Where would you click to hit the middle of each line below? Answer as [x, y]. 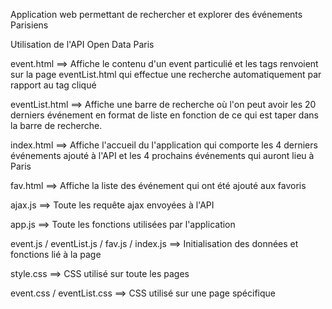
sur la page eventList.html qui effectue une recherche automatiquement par [166, 74]
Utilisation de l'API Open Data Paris [82, 44]
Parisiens [29, 25]
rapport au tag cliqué [53, 85]
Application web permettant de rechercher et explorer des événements [156, 14]
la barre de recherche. [56, 125]
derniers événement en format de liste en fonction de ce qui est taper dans [164, 115]
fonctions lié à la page [56, 254]
